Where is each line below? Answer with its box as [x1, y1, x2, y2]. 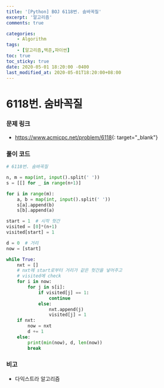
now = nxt [27, 323, 52, 329]
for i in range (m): [6, 190, 55, 197]
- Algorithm [17, 36, 47, 42]
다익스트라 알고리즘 [14, 375, 60, 382]
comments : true [6, 20, 44, 26]
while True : [6, 256, 36, 263]
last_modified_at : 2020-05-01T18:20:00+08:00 [6, 69, 121, 75]
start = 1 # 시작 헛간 [6, 218, 61, 224]
